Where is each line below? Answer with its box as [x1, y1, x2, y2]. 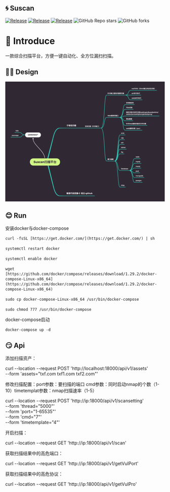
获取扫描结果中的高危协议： [5, 471, 63, 477]
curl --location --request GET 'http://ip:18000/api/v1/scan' [5, 440, 126, 446]
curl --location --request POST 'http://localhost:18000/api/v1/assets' [5, 365, 148, 372]
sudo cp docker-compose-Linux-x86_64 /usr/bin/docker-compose [5, 297, 139, 302]
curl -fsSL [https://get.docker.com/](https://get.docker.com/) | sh [5, 236, 155, 241]
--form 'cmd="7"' [5, 414, 42, 420]
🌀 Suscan [5, 4, 34, 13]
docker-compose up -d [5, 327, 51, 333]
